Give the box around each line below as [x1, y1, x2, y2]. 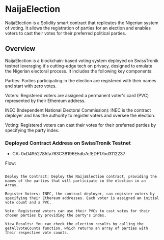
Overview [5, 44, 36, 53]
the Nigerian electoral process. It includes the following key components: [5, 68, 153, 74]
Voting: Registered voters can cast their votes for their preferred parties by [5, 122, 156, 128]
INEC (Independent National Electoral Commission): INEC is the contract [5, 107, 151, 113]
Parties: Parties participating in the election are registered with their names [5, 77, 157, 83]
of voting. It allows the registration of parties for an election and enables [5, 25, 151, 31]
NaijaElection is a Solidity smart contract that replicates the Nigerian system [5, 20, 159, 26]
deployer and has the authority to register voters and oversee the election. [5, 112, 156, 118]
